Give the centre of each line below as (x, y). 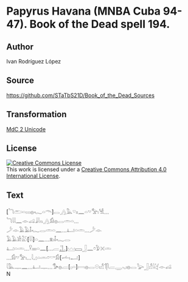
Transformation (37, 114)
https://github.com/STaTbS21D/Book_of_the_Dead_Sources (81, 95)
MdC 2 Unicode (26, 129)
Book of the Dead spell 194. (100, 24)
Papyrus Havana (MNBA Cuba (84, 11)
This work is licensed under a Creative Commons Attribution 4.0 (87, 170)
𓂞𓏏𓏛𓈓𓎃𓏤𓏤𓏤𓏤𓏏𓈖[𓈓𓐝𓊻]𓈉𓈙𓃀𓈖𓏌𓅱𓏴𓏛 (59, 248)
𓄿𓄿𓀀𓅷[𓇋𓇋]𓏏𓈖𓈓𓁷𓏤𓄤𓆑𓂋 (39, 239)
